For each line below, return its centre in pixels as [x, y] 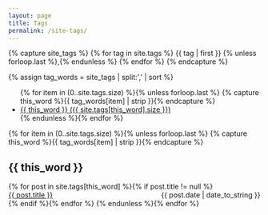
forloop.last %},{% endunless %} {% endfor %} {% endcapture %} [118, 62]
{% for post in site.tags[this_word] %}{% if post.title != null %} [111, 187]
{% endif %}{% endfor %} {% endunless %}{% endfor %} [104, 204]
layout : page [30, 16]
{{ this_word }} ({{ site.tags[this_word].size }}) [95, 109]
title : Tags [28, 23]
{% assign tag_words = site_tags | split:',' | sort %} [91, 78]
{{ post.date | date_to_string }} [211, 195]
